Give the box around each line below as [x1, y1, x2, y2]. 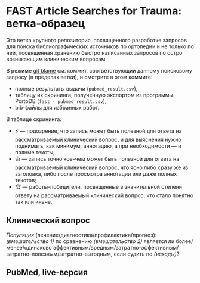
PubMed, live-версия [6, 268, 88, 278]
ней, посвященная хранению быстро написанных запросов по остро [6, 49, 183, 56]
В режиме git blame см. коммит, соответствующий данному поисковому [6, 67, 193, 74]
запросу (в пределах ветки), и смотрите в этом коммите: [6, 73, 153, 80]
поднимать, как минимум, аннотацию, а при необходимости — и [14, 142, 181, 150]
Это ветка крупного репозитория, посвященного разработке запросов [6, 36, 187, 43]
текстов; [14, 176, 37, 184]
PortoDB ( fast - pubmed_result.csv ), [14, 97, 107, 105]
